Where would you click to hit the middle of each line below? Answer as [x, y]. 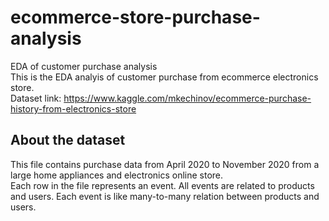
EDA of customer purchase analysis [84, 66]
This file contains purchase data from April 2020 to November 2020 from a [165, 164]
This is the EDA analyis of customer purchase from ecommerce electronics [164, 77]
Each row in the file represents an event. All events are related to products [162, 185]
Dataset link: [36, 98]
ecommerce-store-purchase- [135, 17]
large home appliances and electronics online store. [117, 175]
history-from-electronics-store [73, 108]
